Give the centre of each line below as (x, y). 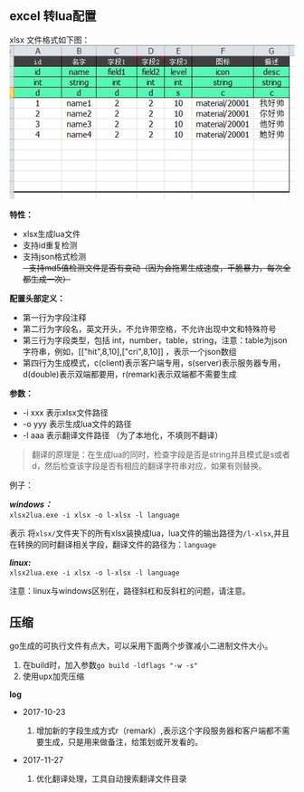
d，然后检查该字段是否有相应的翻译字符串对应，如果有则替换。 (149, 466)
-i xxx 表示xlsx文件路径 (65, 413)
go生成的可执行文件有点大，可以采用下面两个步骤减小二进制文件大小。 (141, 646)
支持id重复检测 (50, 245)
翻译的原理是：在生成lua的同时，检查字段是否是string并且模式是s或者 (161, 454)
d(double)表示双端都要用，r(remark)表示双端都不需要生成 (129, 375)
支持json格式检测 (54, 257)
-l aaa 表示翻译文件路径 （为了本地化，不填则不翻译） (123, 435)
